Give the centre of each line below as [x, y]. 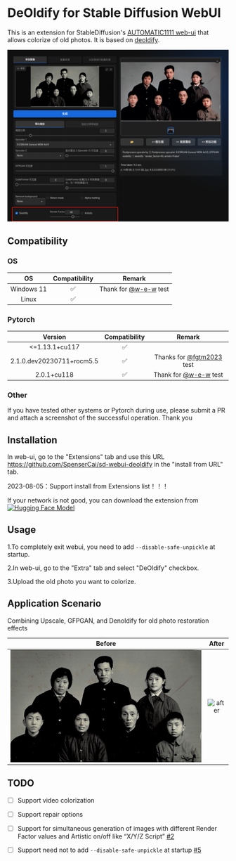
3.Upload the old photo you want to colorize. [72, 581]
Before [106, 644]
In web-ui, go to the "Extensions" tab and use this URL [86, 457]
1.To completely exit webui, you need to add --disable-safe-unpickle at [111, 547]
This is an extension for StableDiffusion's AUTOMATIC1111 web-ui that [108, 32]
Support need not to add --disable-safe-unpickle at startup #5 [109, 850]
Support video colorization [56, 800]
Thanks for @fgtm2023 [188, 357]
